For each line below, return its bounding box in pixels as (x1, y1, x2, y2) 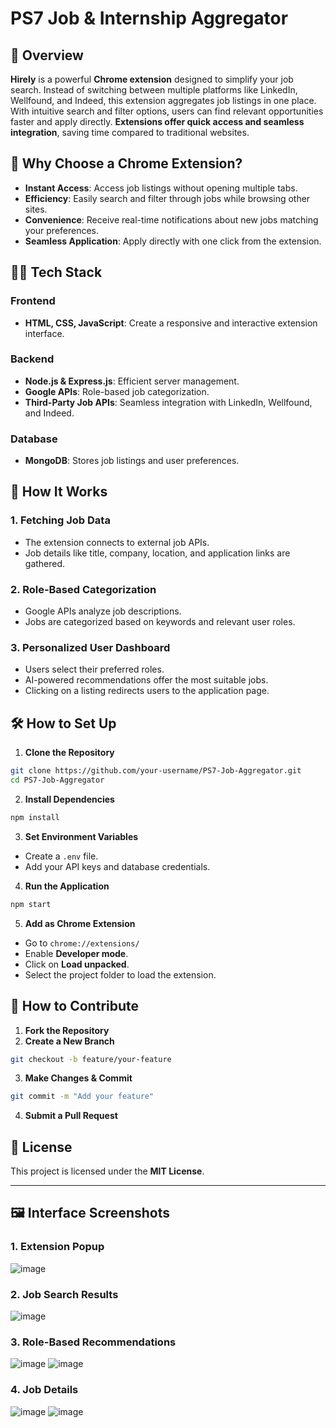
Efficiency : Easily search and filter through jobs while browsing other (24, 192, 311, 204)
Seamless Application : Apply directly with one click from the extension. (24, 235, 322, 247)
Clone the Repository (24, 747, 115, 759)
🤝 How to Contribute (10, 998, 140, 1015)
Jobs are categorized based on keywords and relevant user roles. (24, 616, 296, 628)
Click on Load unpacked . (24, 958, 130, 970)
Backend (10, 352, 55, 366)
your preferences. (24, 224, 100, 236)
